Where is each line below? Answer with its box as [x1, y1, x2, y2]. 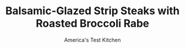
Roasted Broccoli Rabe [36, 17, 149, 30]
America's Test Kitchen [63, 36, 122, 43]
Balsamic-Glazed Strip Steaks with [5, 4, 180, 18]
